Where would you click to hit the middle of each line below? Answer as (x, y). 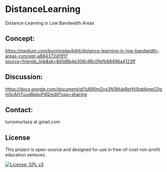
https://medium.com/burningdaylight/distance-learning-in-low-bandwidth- (82, 50)
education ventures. (26, 155)
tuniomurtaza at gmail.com (33, 122)
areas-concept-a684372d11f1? (37, 56)
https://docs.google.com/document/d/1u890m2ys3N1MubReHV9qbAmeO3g (84, 89)
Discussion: (24, 77)
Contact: (19, 110)
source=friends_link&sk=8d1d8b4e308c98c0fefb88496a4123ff (70, 61)
